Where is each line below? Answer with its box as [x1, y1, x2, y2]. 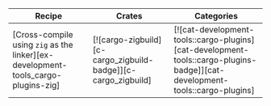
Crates [115, 11, 143, 21]
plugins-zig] [12, 80, 60, 91]
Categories [194, 11, 238, 21]
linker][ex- [12, 49, 54, 60]
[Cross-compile [12, 29, 74, 40]
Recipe [35, 11, 63, 21]
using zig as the [12, 40, 73, 50]
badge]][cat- [173, 65, 225, 75]
